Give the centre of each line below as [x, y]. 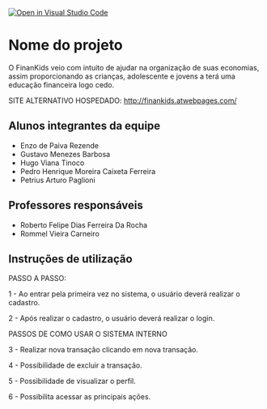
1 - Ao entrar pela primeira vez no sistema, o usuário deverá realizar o [124, 294]
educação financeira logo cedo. [61, 84]
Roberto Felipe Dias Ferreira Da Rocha [84, 225]
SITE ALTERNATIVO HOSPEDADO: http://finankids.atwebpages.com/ [123, 100]
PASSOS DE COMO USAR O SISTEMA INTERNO [88, 334]
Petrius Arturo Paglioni [57, 180]
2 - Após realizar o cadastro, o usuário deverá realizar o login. [112, 318]
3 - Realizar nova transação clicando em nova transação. [104, 350]
